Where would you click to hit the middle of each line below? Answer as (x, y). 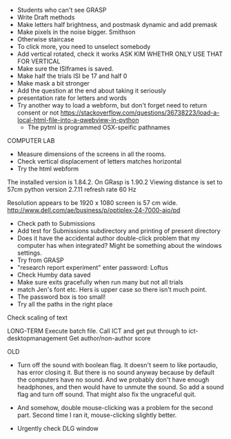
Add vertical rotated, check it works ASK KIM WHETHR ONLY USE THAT (120, 54)
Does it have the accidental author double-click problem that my (108, 238)
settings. (30, 253)
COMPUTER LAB (31, 140)
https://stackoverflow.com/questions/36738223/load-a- (140, 113)
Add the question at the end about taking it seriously (92, 90)
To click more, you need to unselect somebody (84, 47)
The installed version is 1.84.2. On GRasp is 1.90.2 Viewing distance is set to (115, 182)
